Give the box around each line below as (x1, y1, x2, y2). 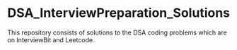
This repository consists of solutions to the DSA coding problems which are (7, 28, 228, 37)
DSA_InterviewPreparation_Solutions (7, 5, 231, 21)
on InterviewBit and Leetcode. (7, 35, 95, 44)
